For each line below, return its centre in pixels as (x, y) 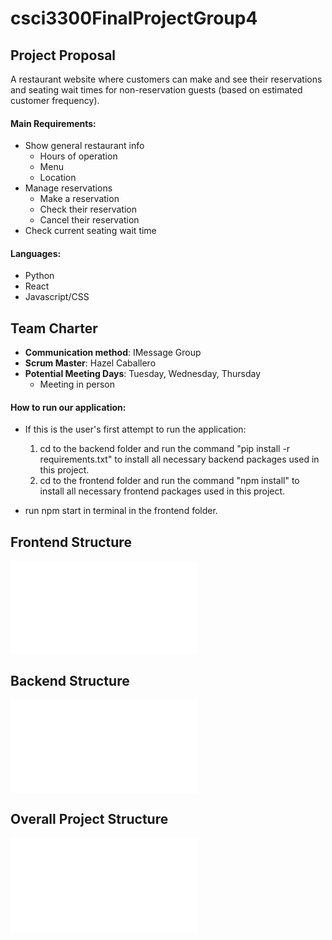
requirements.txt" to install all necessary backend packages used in (179, 459)
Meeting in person (77, 384)
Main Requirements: (53, 123)
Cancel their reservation (89, 220)
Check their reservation (88, 209)
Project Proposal (63, 55)
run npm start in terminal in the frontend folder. (121, 511)
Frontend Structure (71, 542)
